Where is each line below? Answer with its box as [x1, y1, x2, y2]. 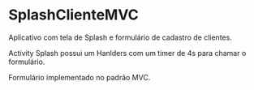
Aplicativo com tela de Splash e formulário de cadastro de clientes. [8, 32, 233, 42]
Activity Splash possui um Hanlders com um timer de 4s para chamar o [8, 48, 247, 58]
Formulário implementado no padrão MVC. [8, 72, 151, 82]
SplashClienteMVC [8, 6, 140, 24]
